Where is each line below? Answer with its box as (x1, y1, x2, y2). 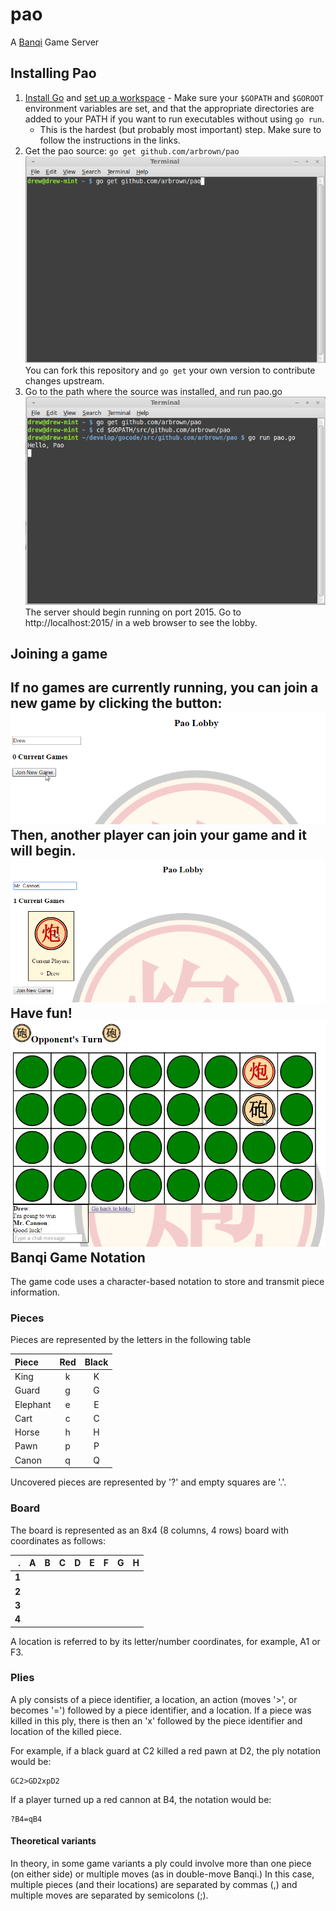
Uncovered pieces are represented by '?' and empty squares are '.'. (10, 1476, 287, 1488)
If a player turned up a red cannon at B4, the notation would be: (10, 1793, 272, 1805)
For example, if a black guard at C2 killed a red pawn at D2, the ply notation (10, 1744, 322, 1757)
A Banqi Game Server (10, 36, 100, 48)
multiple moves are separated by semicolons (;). (10, 1889, 209, 1902)
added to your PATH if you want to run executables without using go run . (24, 113, 325, 125)
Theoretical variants (10, 1835, 97, 1847)
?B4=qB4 (10, 1814, 43, 1824)
